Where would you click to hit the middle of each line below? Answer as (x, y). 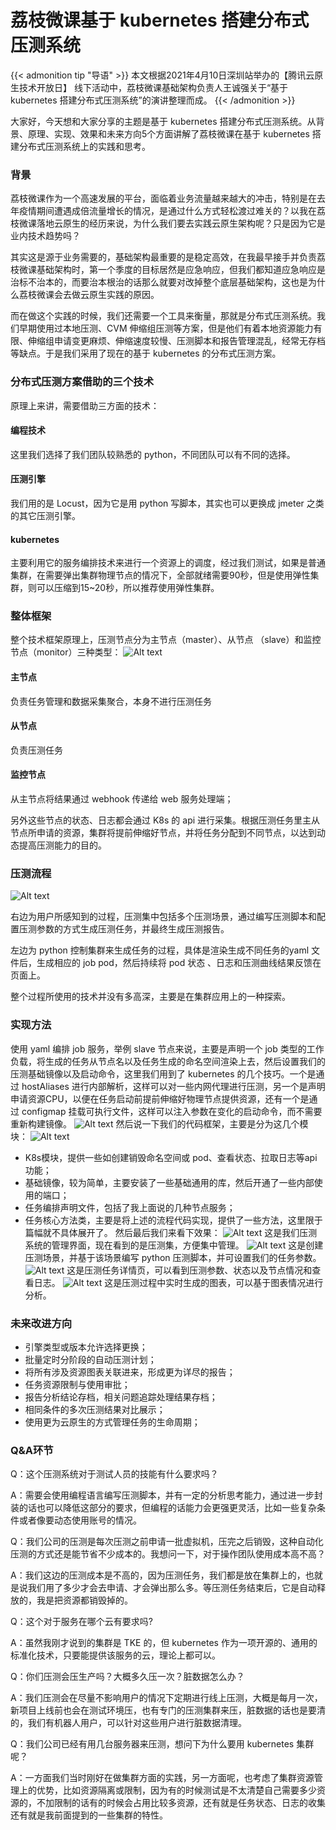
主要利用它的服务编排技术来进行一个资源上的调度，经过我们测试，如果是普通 (168, 563)
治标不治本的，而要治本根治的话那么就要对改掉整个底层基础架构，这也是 (159, 282)
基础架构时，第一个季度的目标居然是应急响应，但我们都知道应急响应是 (181, 270)
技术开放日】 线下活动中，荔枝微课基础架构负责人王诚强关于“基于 (153, 87)
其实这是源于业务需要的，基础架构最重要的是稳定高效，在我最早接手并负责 (163, 257)
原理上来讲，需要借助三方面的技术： (85, 405)
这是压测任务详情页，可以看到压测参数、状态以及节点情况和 (189, 1270)
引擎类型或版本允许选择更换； (86, 1347)
